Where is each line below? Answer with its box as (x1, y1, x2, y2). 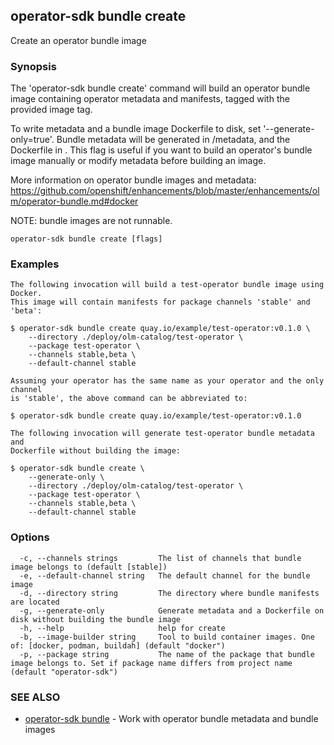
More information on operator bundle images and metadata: (10, 174, 257, 186)
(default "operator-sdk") (10, 667, 118, 677)
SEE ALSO (10, 690, 61, 704)
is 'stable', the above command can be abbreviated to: (10, 394, 248, 404)
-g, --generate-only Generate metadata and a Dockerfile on (19, 605, 325, 616)
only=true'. (10, 134, 55, 146)
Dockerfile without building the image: (10, 446, 182, 456)
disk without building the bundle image (10, 614, 182, 624)
